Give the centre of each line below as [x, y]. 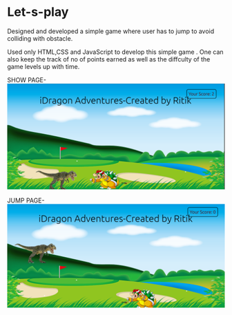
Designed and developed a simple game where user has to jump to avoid [111, 31]
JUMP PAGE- [26, 200]
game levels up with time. [43, 66]
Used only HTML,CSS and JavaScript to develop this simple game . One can [115, 52]
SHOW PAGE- [27, 79]
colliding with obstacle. [40, 38]
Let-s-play [38, 12]
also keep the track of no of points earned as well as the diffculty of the [109, 59]
